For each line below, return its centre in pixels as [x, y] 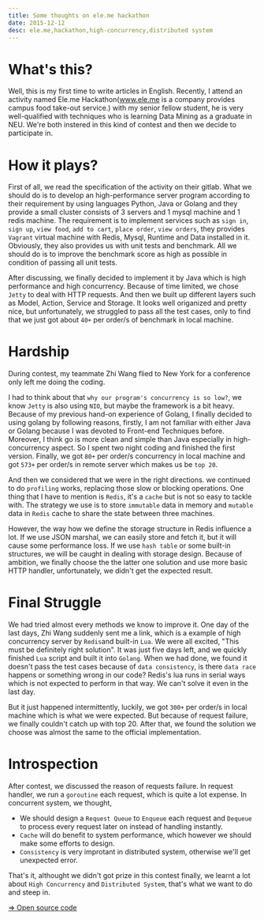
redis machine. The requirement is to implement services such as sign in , [128, 221]
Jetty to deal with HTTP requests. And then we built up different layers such [132, 295]
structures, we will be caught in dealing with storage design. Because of [125, 554]
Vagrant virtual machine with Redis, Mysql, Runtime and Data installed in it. [129, 237]
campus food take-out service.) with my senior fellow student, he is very [126, 108]
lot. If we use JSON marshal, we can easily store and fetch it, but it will [122, 537]
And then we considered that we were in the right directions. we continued [129, 480]
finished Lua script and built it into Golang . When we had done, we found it [128, 658]
